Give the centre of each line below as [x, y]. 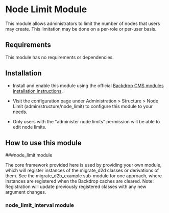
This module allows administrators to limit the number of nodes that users [83, 23]
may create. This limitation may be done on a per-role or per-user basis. [81, 29]
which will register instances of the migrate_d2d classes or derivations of [82, 170]
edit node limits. [30, 127]
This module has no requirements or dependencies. [59, 57]
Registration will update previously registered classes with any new [76, 187]
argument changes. [26, 192]
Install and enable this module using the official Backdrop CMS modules [88, 86]
